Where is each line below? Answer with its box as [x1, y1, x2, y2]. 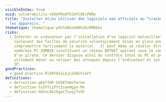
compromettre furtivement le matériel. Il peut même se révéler [14, 44, 152, 49]
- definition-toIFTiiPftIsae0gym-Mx [9, 84, 85, 90]
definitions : [5, 76, 32, 80]
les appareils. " [9, 21, 45, 26]
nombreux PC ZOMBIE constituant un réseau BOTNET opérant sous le [14, 48, 154, 53]
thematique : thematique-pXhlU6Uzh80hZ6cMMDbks [5, 25, 103, 30]
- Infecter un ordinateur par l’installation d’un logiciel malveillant [9, 35, 163, 40]
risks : [5, 30, 19, 35]
